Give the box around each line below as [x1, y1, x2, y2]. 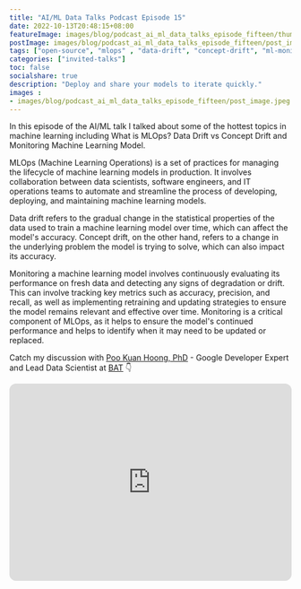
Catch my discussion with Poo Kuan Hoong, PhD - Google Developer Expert [9, 352, 289, 363]
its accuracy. [9, 251, 56, 262]
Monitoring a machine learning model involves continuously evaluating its [9, 268, 280, 279]
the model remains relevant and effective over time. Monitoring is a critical [9, 307, 284, 317]
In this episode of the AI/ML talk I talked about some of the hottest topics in [9, 121, 287, 132]
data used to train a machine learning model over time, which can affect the [9, 222, 288, 233]
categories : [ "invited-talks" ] [9, 55, 126, 64]
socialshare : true [9, 72, 78, 81]
